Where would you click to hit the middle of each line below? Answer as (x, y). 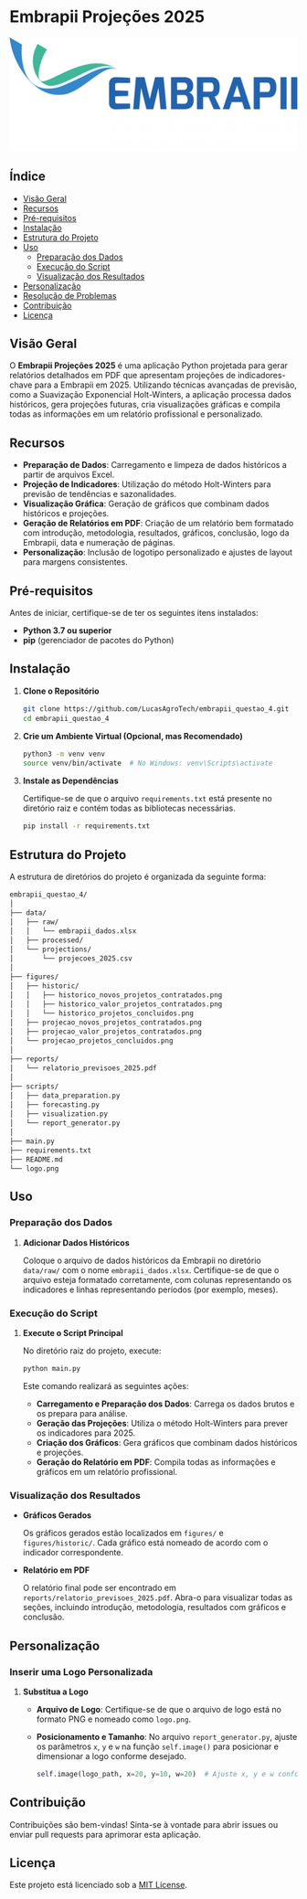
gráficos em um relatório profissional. (107, 1471)
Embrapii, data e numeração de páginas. (99, 543)
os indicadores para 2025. (85, 1433)
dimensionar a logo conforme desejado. (111, 1756)
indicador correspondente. (73, 1553)
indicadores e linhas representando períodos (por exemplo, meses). (150, 1289)
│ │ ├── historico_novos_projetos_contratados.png (116, 995)
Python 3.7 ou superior (67, 631)
